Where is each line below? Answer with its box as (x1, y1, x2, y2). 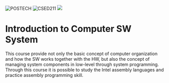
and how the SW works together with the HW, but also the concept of (5, 56, 150, 62)
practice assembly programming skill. (5, 72, 83, 78)
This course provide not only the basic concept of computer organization (5, 51, 158, 57)
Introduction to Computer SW (5, 23, 132, 35)
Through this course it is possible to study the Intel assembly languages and (5, 66, 164, 73)
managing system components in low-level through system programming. (5, 61, 159, 67)
